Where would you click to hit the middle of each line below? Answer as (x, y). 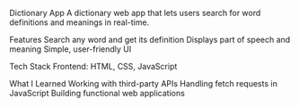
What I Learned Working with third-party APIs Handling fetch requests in (144, 83)
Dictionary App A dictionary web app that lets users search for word (135, 13)
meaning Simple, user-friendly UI (70, 49)
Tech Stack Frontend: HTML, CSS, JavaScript (93, 66)
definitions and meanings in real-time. (79, 22)
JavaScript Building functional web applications (97, 93)
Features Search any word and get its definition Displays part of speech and (150, 40)
